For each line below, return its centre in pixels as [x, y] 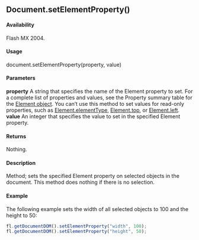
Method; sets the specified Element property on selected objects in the [93, 176]
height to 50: [22, 215]
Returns [16, 136]
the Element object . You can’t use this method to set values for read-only [95, 104]
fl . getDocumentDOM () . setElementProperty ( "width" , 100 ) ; [76, 226]
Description [21, 163]
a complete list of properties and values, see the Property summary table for [99, 98]
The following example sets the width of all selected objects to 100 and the [97, 209]
